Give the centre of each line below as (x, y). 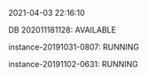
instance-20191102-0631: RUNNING (74, 64)
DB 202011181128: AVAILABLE (62, 30)
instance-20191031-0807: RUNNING (74, 47)
